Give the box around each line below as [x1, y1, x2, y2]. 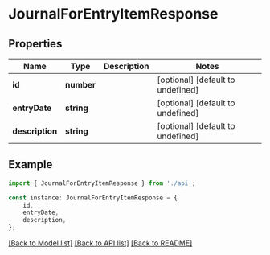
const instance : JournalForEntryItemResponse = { [8, 194, 178, 202]
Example [8, 158, 53, 171]
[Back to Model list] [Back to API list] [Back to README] [8, 238, 193, 248]
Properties [8, 37, 63, 51]
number [64, 80, 96, 90]
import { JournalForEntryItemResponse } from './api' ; [8, 179, 196, 187]
